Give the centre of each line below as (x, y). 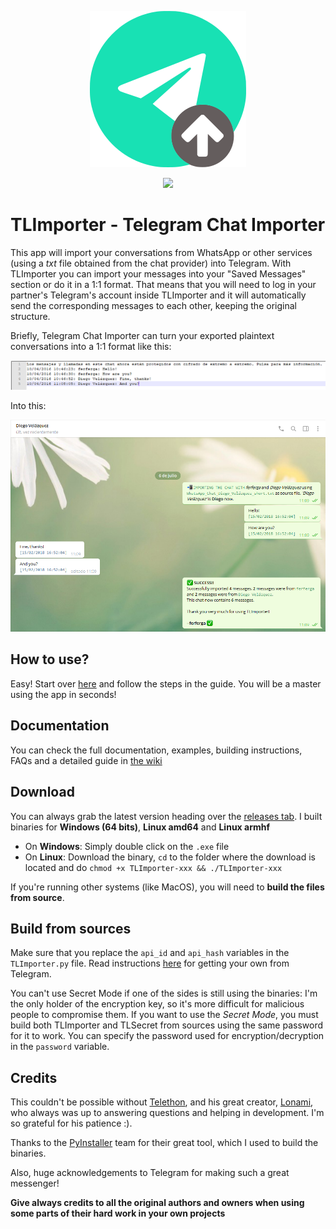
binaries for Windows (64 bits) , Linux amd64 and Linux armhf (140, 827)
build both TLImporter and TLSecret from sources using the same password (166, 1025)
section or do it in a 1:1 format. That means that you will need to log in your (163, 284)
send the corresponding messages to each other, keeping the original (153, 305)
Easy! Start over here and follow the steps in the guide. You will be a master (166, 683)
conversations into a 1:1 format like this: (91, 346)
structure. (30, 316)
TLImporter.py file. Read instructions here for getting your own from (150, 963)
